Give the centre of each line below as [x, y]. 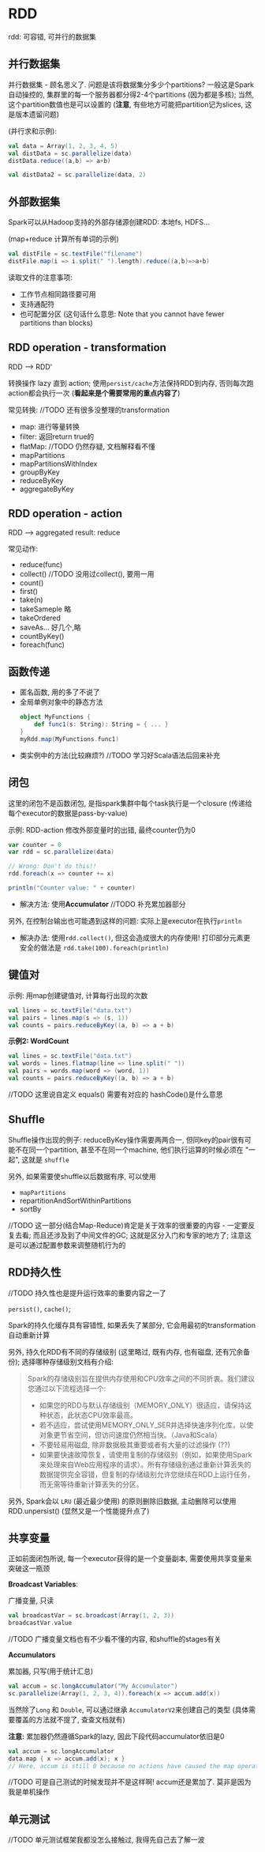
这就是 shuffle [45, 1159]
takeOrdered [40, 618]
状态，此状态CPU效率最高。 [92, 1415]
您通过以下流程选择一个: [67, 1388]
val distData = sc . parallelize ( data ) [70, 153]
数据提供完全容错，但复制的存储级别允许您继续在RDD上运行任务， [147, 1474]
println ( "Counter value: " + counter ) [72, 888]
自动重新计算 [29, 1335]
